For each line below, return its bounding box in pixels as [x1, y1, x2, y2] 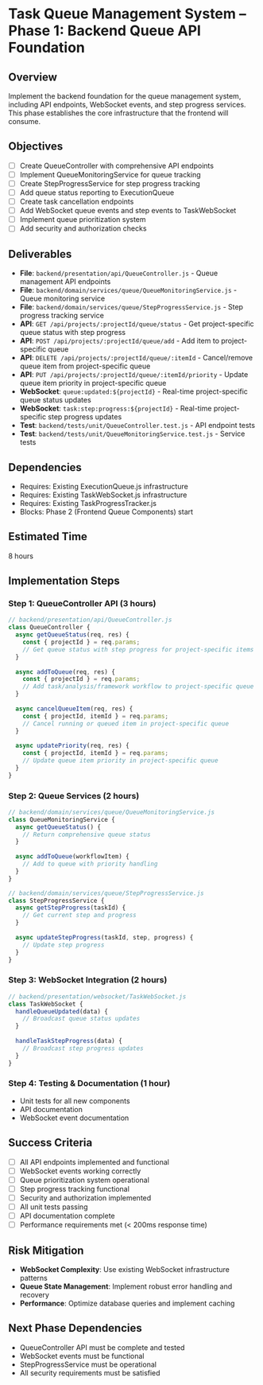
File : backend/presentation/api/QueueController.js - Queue [19, 268, 219, 278]
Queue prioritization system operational [19, 1175, 149, 1185]
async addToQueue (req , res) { [15, 667, 115, 676]
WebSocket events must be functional [19, 1351, 145, 1360]
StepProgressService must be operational [19, 1360, 157, 1369]
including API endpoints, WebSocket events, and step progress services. [8, 100, 246, 109]
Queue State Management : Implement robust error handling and [19, 1282, 233, 1291]
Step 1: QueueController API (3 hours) [8, 598, 157, 609]
